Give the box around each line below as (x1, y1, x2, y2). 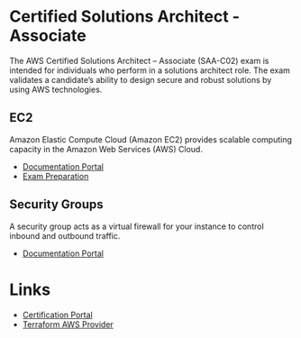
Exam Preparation (22, 170, 89, 181)
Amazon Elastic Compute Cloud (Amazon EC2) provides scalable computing (9, 133, 293, 145)
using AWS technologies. (9, 84, 103, 95)
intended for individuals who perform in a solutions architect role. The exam (9, 65, 291, 76)
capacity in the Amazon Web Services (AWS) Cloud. (9, 143, 203, 154)
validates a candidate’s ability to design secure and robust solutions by (9, 74, 272, 85)
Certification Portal (22, 309, 93, 320)
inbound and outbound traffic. (9, 230, 121, 241)
